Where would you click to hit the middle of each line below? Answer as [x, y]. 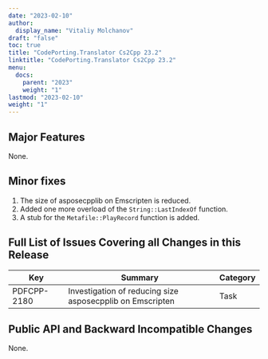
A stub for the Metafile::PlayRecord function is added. [110, 217]
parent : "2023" [48, 82]
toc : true [25, 45]
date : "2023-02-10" [41, 16]
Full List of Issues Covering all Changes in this [125, 243]
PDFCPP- [31, 290]
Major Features [47, 137]
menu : [17, 68]
